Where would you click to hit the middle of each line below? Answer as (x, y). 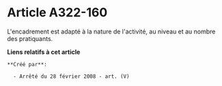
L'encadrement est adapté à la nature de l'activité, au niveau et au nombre (111, 31)
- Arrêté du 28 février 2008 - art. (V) (71, 76)
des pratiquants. (30, 38)
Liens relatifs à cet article (44, 52)
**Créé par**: (27, 64)
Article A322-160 (57, 13)
